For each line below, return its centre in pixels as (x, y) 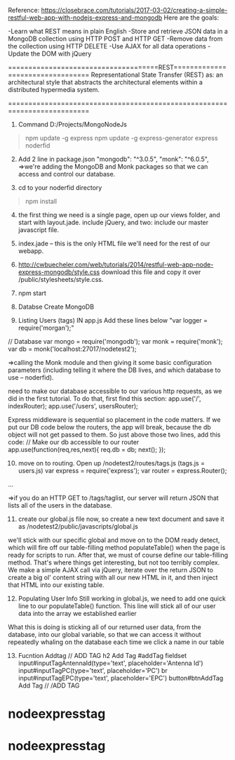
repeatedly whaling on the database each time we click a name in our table (116, 642)
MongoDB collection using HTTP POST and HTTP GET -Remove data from (115, 39)
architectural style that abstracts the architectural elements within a (105, 82)
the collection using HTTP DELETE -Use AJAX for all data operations (107, 46)
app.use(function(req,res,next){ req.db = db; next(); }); (87, 450)
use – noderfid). (31, 378)
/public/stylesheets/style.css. (61, 279)
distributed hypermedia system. (54, 90)
